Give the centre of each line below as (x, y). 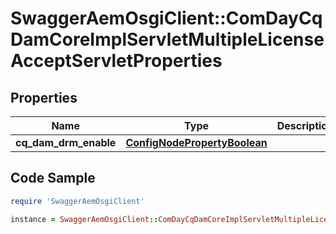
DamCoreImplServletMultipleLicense (167, 39)
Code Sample (53, 178)
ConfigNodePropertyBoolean (196, 142)
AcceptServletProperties (116, 61)
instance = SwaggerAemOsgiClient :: (84, 219)
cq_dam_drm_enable (66, 142)
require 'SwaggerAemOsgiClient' (77, 201)
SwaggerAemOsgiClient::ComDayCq (166, 18)
